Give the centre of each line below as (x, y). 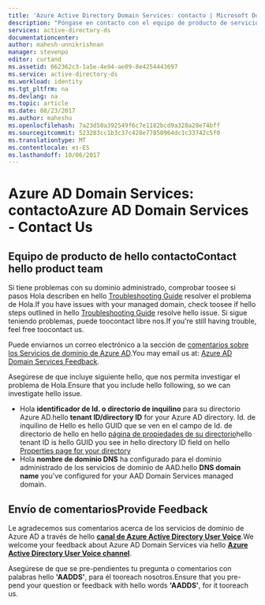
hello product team (56, 269)
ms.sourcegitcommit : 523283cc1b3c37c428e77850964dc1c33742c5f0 (114, 133)
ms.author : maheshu (40, 118)
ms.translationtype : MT (47, 140)
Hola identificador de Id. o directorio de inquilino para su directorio (130, 409)
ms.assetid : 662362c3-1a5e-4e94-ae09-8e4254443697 (93, 67)
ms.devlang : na (33, 96)
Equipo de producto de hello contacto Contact (122, 256)
